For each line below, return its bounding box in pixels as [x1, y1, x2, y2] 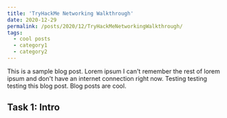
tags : [7, 29, 23, 36]
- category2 [13, 49, 48, 56]
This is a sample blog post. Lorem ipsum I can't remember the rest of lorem [7, 67, 220, 75]
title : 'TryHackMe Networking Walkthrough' [7, 10, 134, 17]
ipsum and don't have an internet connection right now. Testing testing [7, 74, 208, 82]
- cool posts [13, 36, 51, 43]
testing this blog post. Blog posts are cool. [7, 82, 127, 90]
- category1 [13, 42, 48, 49]
